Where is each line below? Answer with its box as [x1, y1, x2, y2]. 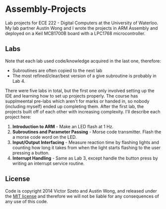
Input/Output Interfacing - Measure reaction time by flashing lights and [12, 139, 160, 145]
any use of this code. [5, 198, 48, 204]
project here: [5, 114, 31, 120]
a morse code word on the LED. [12, 134, 77, 140]
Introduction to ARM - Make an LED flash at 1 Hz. [12, 123, 114, 129]
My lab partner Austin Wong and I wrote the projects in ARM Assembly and [5, 25, 158, 31]
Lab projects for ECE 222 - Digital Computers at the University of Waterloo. [5, 20, 159, 26]
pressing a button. [12, 150, 50, 156]
